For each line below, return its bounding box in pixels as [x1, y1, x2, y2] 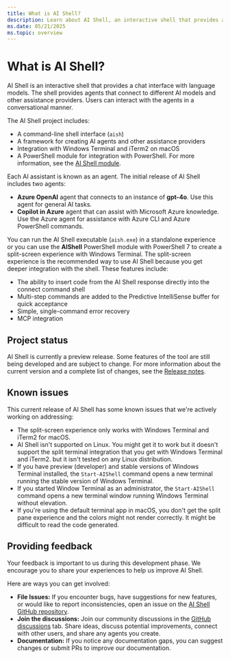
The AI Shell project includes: [7, 117, 90, 125]
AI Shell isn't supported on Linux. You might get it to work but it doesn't [16, 440, 218, 448]
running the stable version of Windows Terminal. [16, 476, 154, 485]
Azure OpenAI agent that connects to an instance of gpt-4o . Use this [16, 193, 214, 201]
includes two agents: [7, 180, 66, 188]
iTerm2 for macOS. [16, 433, 71, 441]
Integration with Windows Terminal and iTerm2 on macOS [16, 145, 180, 153]
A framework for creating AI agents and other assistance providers [16, 137, 205, 146]
